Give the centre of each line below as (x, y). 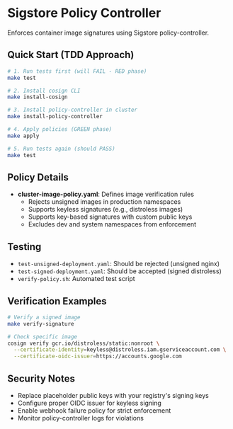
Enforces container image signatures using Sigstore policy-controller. (108, 33)
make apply (23, 136)
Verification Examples (57, 301)
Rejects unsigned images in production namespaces (104, 202)
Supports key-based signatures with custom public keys (110, 217)
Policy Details (38, 177)
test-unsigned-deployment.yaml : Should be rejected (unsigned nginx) (118, 264)
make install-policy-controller (55, 117)
